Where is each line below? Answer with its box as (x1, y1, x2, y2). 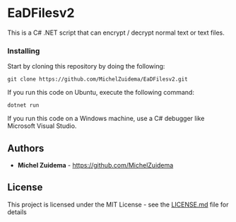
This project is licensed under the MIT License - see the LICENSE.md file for (7, 200, 229, 209)
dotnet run (7, 102, 40, 109)
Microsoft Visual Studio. (7, 122, 77, 130)
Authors (7, 142, 45, 154)
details (7, 207, 27, 216)
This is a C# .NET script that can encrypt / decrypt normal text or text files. (7, 28, 225, 37)
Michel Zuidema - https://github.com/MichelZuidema (17, 161, 174, 170)
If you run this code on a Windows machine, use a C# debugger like (7, 115, 205, 123)
